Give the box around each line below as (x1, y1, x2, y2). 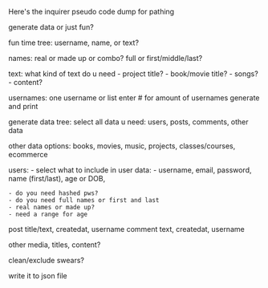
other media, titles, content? (8, 240, 101, 249)
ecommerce (8, 150, 48, 159)
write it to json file (8, 271, 67, 280)
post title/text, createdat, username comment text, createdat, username (8, 225, 245, 233)
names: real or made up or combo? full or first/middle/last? (8, 54, 203, 63)
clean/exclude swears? (8, 256, 84, 265)
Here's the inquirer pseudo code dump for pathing (8, 7, 175, 16)
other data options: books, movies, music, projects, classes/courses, (8, 141, 236, 151)
